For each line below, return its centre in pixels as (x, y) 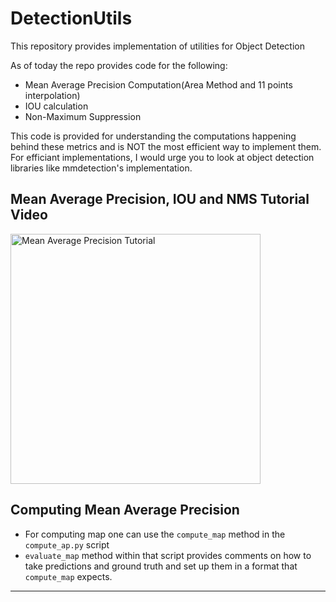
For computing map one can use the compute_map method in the (155, 534)
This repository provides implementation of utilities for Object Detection (157, 46)
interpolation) (52, 95)
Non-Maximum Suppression (83, 116)
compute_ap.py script (67, 544)
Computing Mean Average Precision (125, 510)
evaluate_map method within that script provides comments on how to (168, 555)
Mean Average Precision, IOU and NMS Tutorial (160, 199)
